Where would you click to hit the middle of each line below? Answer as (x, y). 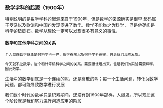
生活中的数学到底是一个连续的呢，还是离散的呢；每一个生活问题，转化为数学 (81, 79)
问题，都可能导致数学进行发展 (35, 84)
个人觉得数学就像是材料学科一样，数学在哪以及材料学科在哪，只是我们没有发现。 (73, 54)
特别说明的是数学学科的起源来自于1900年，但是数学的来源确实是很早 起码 (78, 19)
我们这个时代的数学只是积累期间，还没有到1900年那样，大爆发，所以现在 (78, 94)
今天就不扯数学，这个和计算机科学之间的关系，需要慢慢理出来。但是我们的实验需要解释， (81, 64)
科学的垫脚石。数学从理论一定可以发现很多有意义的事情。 (62, 31)
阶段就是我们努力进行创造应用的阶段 (45, 101)
